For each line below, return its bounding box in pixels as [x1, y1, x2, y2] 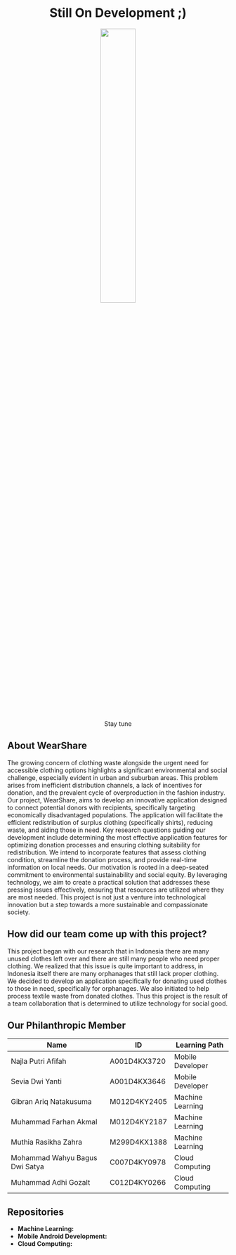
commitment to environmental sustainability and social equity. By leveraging [7, 870, 228, 879]
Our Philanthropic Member [7, 1019, 126, 1031]
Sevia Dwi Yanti [11, 1077, 62, 1086]
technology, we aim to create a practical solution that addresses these [7, 878, 211, 886]
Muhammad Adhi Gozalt [11, 1178, 91, 1188]
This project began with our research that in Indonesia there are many [7, 947, 209, 955]
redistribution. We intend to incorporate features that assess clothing [7, 848, 206, 857]
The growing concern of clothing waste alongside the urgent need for [7, 758, 209, 767]
